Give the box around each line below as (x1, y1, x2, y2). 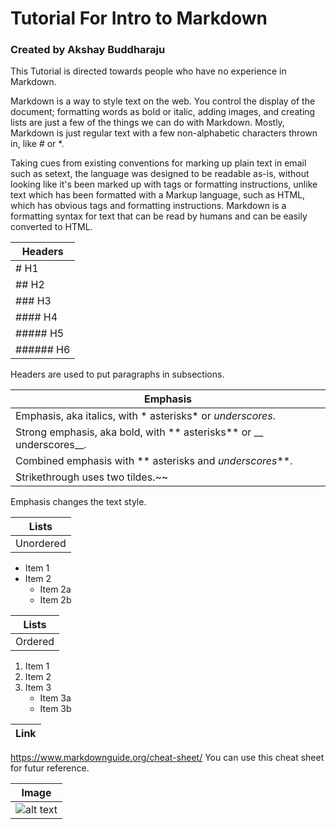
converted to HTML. (10, 221, 93, 233)
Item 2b (39, 594, 72, 606)
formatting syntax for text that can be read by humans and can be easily (10, 210, 308, 222)
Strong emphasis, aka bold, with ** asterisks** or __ (15, 425, 264, 439)
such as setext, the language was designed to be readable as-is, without (10, 168, 310, 180)
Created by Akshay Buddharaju (10, 43, 166, 57)
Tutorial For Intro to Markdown (10, 7, 268, 30)
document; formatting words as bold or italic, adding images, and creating (10, 106, 316, 118)
